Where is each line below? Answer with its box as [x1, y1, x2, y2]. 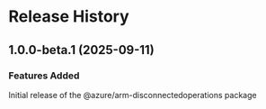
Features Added [8, 69, 80, 82]
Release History [8, 6, 129, 27]
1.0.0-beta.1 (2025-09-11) [8, 42, 155, 58]
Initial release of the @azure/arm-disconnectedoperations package [8, 89, 257, 100]
